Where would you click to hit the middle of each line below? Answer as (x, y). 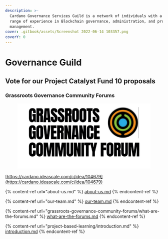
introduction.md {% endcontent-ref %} (45, 231)
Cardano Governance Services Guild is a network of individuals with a (86, 16)
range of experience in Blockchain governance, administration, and (82, 21)
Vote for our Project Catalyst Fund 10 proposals (80, 81)
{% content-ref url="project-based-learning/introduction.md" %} (72, 226)
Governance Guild (43, 63)
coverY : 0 (15, 37)
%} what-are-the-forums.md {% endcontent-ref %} (92, 216)
